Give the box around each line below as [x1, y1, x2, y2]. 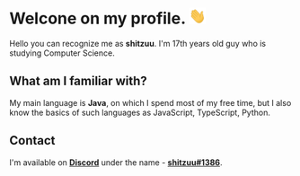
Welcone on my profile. [9, 8, 186, 29]
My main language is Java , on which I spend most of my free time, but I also [9, 97, 292, 108]
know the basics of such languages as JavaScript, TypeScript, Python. [9, 107, 271, 118]
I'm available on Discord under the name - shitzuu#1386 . [9, 156, 223, 168]
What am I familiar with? [9, 74, 148, 89]
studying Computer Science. [9, 48, 115, 58]
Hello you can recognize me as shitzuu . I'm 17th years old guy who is [9, 39, 267, 49]
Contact [9, 133, 56, 148]
